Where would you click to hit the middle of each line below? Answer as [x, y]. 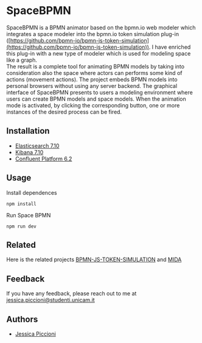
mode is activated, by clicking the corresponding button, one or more [93, 105]
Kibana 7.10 [29, 152]
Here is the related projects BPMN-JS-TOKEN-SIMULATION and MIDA [94, 259]
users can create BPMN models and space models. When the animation [96, 99]
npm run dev [21, 226]
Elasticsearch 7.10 [37, 146]
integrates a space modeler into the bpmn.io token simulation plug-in [93, 34]
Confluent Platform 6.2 [44, 159]
